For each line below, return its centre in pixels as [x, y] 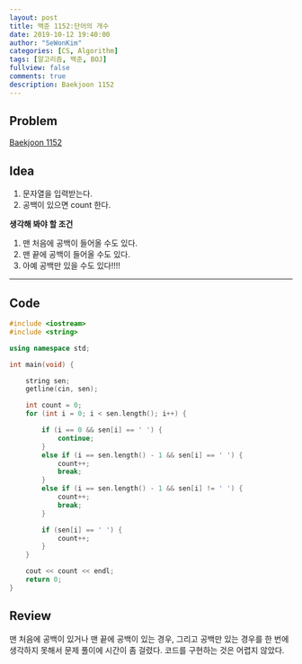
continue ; [75, 438]
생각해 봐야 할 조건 [41, 224]
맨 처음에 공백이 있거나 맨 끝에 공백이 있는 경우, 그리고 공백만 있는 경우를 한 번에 [149, 639]
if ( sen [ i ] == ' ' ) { [82, 530]
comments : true [38, 76]
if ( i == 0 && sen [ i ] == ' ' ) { [102, 430]
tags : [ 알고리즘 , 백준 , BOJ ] [58, 59]
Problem [34, 121]
